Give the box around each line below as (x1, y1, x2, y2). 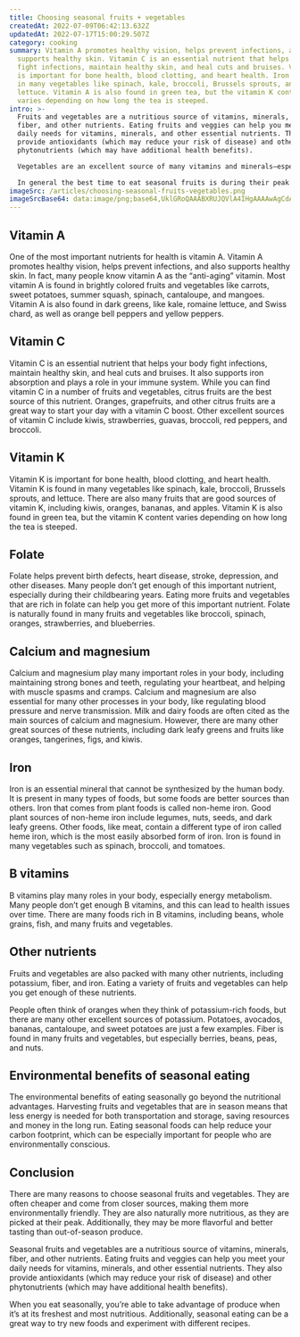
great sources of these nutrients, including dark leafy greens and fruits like (9, 725, 284, 735)
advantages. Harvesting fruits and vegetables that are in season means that (9, 1101, 288, 1112)
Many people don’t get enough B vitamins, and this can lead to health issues (9, 899, 290, 910)
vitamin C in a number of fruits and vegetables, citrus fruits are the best (9, 386, 272, 397)
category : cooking (9, 37, 78, 47)
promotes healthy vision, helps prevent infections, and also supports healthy (9, 261, 290, 271)
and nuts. (9, 1042, 45, 1053)
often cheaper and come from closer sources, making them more (9, 1198, 249, 1209)
